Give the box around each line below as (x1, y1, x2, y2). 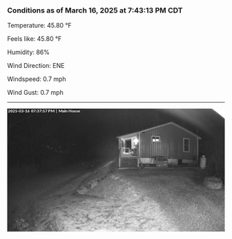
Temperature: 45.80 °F (7, 21, 72, 30)
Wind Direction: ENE (7, 62, 65, 70)
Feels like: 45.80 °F (7, 35, 62, 43)
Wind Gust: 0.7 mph (7, 89, 64, 97)
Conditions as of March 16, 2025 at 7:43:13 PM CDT (7, 6, 183, 15)
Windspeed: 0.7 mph (7, 75, 67, 83)
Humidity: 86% (7, 48, 50, 57)
